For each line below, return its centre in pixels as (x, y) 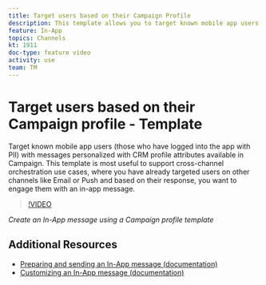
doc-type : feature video (50, 53)
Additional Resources (63, 245)
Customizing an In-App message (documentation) (102, 272)
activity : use (32, 61)
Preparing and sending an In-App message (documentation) (119, 263)
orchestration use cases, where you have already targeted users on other (129, 172)
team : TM (23, 68)
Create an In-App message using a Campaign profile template (111, 220)
